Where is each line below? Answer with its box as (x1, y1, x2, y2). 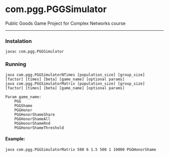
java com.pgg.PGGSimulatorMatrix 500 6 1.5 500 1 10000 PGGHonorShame (5, 147, 156, 152)
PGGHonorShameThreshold (14, 125, 64, 130)
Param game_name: (5, 94, 42, 99)
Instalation (5, 37, 32, 44)
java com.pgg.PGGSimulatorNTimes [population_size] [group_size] (5, 72, 145, 77)
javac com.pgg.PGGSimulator (5, 49, 64, 54)
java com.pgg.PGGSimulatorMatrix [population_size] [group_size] (5, 81, 145, 86)
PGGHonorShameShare (14, 112, 55, 117)
